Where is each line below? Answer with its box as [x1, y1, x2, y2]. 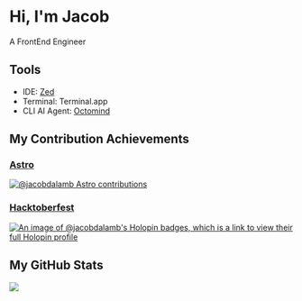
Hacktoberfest [9, 201, 75, 214]
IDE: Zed [22, 86, 55, 96]
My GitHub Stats [9, 258, 104, 273]
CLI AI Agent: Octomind [22, 105, 111, 116]
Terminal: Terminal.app [22, 96, 108, 106]
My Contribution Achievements [9, 132, 189, 147]
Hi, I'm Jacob [9, 6, 110, 27]
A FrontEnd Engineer [9, 36, 87, 47]
